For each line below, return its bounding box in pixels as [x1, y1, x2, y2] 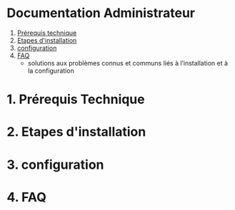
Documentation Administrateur [6, 5, 196, 21]
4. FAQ [6, 189, 47, 205]
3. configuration [6, 157, 104, 172]
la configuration [27, 66, 74, 75]
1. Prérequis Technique [6, 91, 145, 107]
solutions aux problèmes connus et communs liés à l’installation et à [27, 58, 229, 67]
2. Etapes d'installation [6, 124, 146, 140]
